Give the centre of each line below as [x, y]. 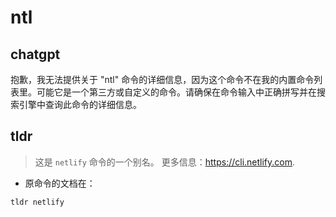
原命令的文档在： [60, 183]
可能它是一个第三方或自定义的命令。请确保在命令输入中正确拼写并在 [176, 92]
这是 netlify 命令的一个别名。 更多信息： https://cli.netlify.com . [165, 162]
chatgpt [35, 54]
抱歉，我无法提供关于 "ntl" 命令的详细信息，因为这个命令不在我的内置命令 [162, 79]
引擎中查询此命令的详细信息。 [80, 104]
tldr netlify [37, 202]
